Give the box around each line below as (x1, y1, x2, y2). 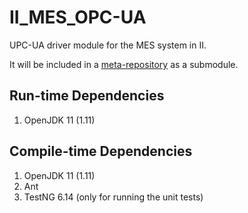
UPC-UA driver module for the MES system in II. (9, 39, 207, 51)
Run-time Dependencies (9, 87, 165, 105)
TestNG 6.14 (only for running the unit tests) (23, 191, 204, 203)
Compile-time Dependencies (9, 143, 193, 160)
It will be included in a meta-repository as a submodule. (9, 58, 239, 70)
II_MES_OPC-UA (9, 6, 147, 29)
